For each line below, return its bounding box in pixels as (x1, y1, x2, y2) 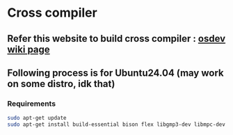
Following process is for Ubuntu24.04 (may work (7, 67, 224, 79)
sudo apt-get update (7, 115, 67, 122)
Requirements (7, 99, 56, 109)
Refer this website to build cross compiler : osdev (7, 33, 226, 45)
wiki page (7, 43, 50, 55)
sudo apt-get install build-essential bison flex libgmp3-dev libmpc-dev (7, 121, 226, 128)
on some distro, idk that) (7, 78, 115, 90)
